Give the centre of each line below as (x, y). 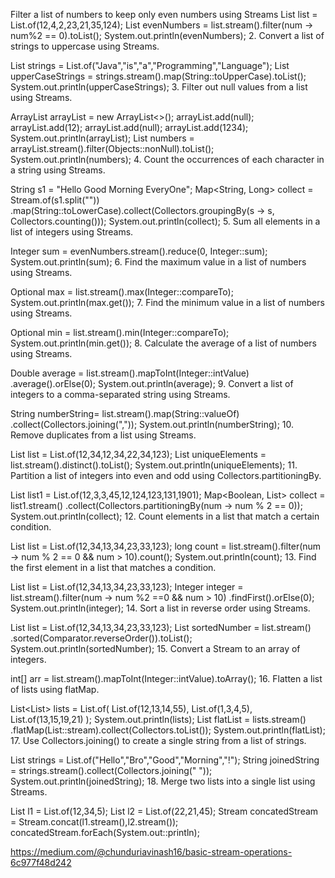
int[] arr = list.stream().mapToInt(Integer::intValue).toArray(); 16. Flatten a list (166, 678)
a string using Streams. (58, 170)
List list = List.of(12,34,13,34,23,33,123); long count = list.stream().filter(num (166, 546)
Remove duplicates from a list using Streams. (103, 435)
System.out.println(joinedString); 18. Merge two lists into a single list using (163, 781)
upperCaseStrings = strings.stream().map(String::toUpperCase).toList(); (158, 76)
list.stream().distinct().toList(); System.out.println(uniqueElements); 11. (154, 465)
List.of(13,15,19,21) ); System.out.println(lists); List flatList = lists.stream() (158, 719)
